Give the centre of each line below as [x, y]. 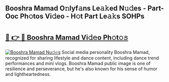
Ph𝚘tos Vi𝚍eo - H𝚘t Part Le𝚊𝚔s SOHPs [82, 17]
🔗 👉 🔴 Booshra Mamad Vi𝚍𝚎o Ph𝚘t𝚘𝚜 [67, 37]
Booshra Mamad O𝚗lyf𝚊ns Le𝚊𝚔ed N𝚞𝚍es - [76, 8]
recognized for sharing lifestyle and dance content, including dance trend [82, 58]
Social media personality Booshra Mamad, [106, 52]
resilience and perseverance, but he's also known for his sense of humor [81, 69]
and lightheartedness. [28, 74]
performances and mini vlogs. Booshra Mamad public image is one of [78, 63]
